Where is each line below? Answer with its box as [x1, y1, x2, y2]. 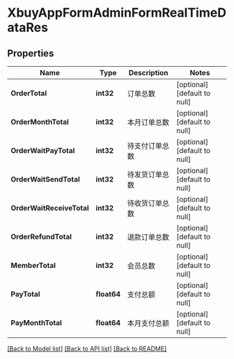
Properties [7, 47, 54, 59]
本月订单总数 [127, 118, 169, 127]
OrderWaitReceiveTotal [10, 203, 89, 213]
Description [128, 68, 169, 77]
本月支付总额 [127, 319, 169, 328]
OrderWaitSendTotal [10, 175, 80, 184]
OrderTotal [10, 88, 47, 98]
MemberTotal [10, 261, 56, 270]
